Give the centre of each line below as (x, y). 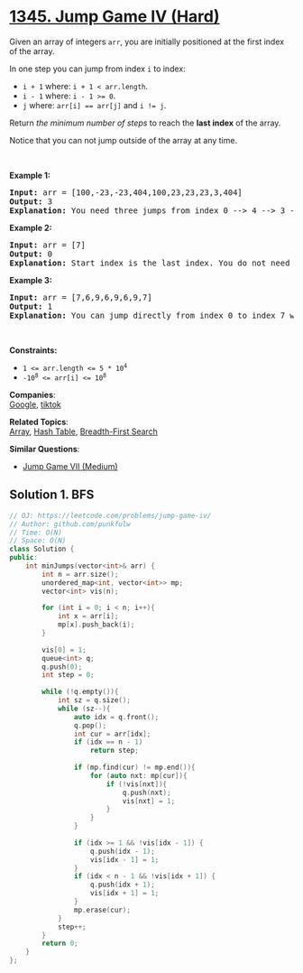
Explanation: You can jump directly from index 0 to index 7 (147, 315)
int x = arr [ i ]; (88, 616)
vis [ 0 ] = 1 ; (64, 650)
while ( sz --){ (84, 709)
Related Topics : (39, 422)
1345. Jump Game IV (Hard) (115, 17)
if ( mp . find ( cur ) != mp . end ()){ (134, 767)
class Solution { (42, 549)
